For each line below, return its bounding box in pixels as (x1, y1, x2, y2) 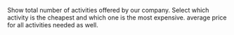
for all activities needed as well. (7, 21, 98, 29)
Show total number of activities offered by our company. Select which (7, 6, 209, 14)
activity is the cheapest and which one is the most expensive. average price (7, 13, 227, 22)
